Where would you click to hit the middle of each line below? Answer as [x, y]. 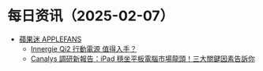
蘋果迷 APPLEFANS [50, 39]
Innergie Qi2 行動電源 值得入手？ [84, 48]
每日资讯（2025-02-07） [91, 16]
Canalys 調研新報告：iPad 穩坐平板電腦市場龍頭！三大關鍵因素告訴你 [143, 59]
